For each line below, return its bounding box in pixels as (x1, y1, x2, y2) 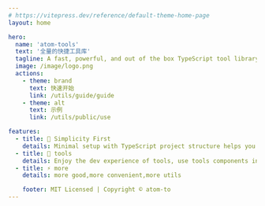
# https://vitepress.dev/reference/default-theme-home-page (8, 11, 211, 20)
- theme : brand (22, 76, 73, 85)
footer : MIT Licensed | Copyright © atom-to (22, 186, 171, 193)
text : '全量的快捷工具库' (15, 48, 91, 56)
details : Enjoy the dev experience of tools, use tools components (22, 156, 248, 165)
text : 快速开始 (28, 84, 75, 92)
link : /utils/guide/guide (28, 91, 114, 99)
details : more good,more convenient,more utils (22, 171, 181, 179)
